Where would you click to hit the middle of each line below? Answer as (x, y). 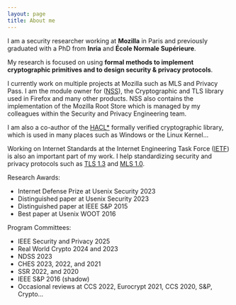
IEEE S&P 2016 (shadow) (54, 279)
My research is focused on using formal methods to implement (100, 62)
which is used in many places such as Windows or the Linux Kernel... (108, 135)
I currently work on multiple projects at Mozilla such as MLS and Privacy (113, 83)
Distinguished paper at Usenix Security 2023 (83, 199)
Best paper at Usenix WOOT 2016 (67, 213)
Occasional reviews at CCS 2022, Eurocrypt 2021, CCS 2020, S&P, (115, 286)
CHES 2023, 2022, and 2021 (59, 264)
